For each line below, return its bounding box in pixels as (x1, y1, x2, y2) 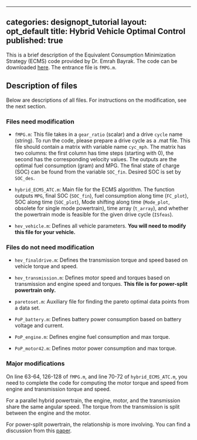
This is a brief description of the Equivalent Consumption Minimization (6, 51, 176, 58)
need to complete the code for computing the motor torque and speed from (6, 379, 189, 386)
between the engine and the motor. (6, 409, 91, 416)
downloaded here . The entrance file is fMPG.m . (6, 64, 117, 71)
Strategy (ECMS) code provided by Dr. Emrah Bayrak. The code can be (6, 57, 178, 65)
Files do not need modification (6, 243, 95, 251)
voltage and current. (14, 322, 64, 329)
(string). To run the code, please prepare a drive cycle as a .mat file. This (14, 136, 191, 144)
